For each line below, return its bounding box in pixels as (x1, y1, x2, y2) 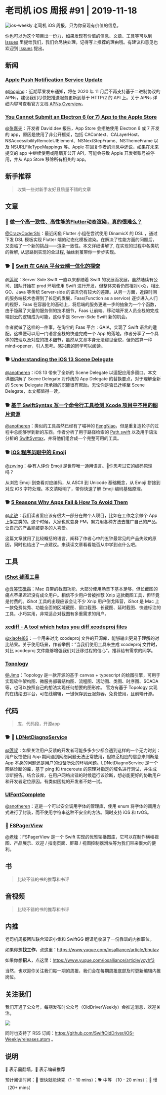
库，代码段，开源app (17, 721, 60, 727)
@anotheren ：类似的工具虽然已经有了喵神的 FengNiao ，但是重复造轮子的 (5, 423, 155, 429)
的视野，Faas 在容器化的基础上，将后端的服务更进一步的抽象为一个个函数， (5, 301, 159, 307)
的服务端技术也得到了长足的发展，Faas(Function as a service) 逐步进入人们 (5, 295, 158, 301)
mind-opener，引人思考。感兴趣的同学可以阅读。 (5, 343, 105, 349)
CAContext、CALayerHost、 (84, 131, 142, 137)
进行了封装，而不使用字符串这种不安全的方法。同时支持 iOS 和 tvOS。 (9, 809, 152, 815)
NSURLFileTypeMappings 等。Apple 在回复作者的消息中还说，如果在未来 (10, 144, 159, 150)
